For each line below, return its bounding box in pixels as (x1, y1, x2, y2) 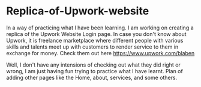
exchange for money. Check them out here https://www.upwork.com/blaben (6, 49, 195, 56)
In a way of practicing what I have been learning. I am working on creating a (6, 24, 194, 31)
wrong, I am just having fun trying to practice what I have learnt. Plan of (6, 67, 183, 74)
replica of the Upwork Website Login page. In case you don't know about (6, 30, 187, 37)
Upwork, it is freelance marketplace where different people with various (6, 37, 184, 44)
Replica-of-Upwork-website (6, 4, 149, 18)
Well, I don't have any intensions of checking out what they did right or (6, 61, 181, 68)
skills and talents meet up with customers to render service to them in (6, 43, 179, 50)
